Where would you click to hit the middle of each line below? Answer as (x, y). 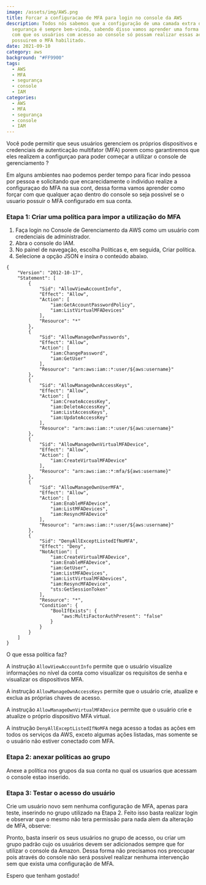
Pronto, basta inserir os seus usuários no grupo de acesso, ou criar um (96, 838)
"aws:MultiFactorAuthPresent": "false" (112, 616)
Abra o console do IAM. (45, 243)
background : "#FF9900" (35, 58)
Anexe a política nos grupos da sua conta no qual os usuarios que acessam (102, 770)
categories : (21, 98)
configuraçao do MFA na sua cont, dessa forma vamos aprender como (96, 188)
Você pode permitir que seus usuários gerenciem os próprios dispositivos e (102, 144)
